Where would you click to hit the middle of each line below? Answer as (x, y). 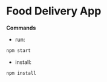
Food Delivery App (54, 11)
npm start (19, 50)
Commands (21, 28)
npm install (21, 73)
